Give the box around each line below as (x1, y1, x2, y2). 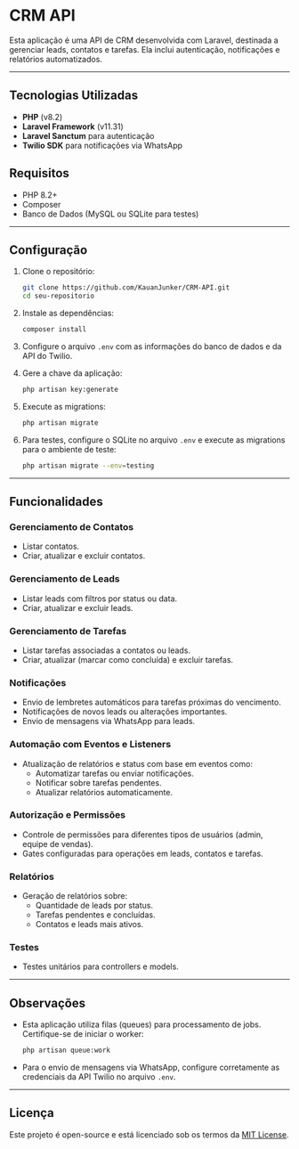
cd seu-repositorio (21, 291, 95, 301)
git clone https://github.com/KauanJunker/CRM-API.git (21, 283, 230, 292)
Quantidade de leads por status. (35, 900, 154, 911)
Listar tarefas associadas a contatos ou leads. (21, 645, 191, 656)
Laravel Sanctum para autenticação (21, 130, 155, 141)
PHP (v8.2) (21, 111, 63, 122)
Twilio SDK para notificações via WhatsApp (21, 140, 183, 151)
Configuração (9, 242, 88, 257)
